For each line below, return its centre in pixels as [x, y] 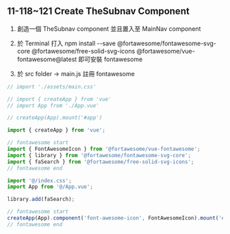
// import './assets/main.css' [52, 86]
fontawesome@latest [47, 59]
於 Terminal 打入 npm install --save [66, 43]
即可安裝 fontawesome [111, 59]
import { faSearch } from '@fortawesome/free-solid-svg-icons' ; [101, 162]
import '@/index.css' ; [39, 180]
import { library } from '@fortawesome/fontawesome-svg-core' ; [99, 155]
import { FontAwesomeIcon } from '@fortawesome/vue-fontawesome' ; [104, 149]
